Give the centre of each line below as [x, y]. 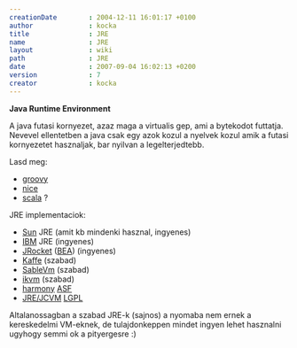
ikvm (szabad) [48, 279]
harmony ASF [47, 288]
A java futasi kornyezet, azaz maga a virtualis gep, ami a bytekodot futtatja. [146, 126]
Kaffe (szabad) [49, 260]
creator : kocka [63, 83]
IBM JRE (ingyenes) [58, 241]
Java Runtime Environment [60, 108]
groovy [35, 179]
